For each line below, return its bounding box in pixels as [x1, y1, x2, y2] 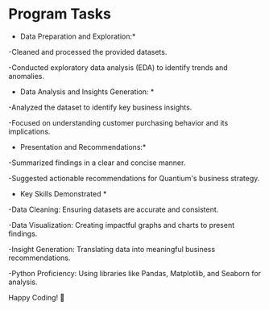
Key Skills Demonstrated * [19, 188, 107, 198]
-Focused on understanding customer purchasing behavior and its [8, 118, 229, 127]
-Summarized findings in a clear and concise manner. [8, 158, 186, 167]
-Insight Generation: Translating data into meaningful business [8, 244, 216, 254]
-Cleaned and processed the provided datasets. [8, 47, 168, 56]
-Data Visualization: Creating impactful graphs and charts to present [8, 220, 235, 229]
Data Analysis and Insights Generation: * [19, 86, 155, 97]
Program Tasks [8, 5, 111, 23]
